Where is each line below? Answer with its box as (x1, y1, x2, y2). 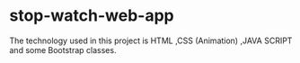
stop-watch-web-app (9, 5, 174, 26)
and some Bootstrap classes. (9, 44, 117, 55)
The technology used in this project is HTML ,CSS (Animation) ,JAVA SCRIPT (9, 35, 293, 46)
